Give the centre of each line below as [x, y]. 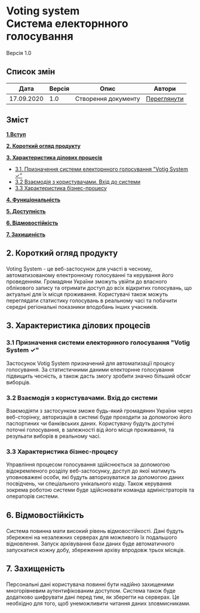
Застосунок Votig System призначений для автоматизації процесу [90, 363]
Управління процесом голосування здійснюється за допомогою [88, 465]
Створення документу [107, 99]
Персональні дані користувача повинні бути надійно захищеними [90, 584]
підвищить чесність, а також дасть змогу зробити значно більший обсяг [99, 376]
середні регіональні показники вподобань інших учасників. [82, 306]
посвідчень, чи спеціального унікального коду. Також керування [89, 484]
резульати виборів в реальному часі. [53, 436]
